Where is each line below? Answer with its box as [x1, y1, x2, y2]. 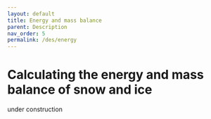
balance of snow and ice [7, 82, 153, 98]
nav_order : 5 [7, 30, 46, 37]
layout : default [7, 10, 55, 18]
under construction [7, 105, 63, 113]
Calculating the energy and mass [7, 67, 204, 83]
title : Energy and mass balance [7, 17, 102, 24]
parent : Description [7, 23, 68, 30]
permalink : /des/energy [7, 37, 77, 44]
